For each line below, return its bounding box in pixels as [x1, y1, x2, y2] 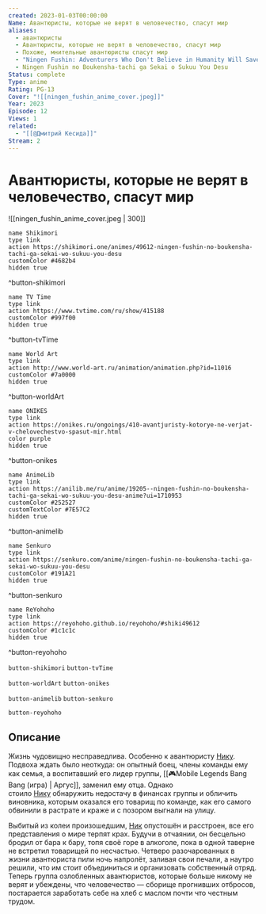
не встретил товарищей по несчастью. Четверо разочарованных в [8, 846, 235, 856]
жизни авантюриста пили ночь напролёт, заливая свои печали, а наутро [8, 855, 254, 864]
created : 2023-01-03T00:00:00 [8, 11, 108, 20]
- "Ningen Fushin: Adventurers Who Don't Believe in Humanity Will [15, 56, 243, 64]
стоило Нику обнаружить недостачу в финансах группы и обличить [8, 789, 237, 798]
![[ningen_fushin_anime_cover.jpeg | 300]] [8, 214, 146, 224]
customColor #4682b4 [8, 257, 77, 266]
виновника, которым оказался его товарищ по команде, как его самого [8, 797, 252, 807]
